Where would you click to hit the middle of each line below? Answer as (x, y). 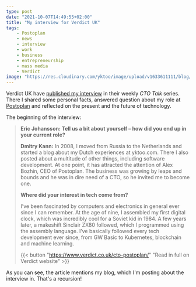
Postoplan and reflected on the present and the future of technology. (89, 106)
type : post (19, 11)
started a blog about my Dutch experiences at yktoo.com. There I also (104, 152)
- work (24, 50)
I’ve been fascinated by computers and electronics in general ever (100, 206)
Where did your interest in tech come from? (74, 195)
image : (14, 77)
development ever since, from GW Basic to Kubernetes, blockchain (101, 237)
